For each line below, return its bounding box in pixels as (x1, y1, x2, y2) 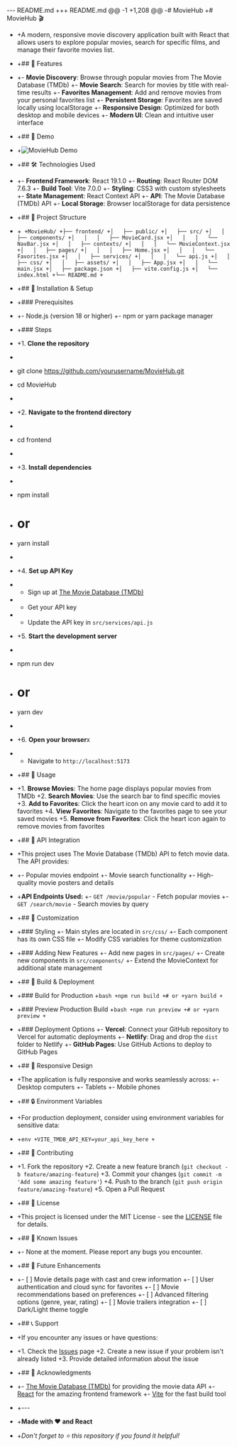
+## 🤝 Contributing (16, 1148, 74, 1157)
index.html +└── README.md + (16, 271, 104, 279)
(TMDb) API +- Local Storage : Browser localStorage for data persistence (16, 199, 231, 208)
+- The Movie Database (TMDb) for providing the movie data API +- (16, 1382, 216, 1390)
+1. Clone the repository (16, 339, 90, 348)
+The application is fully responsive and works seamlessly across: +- (16, 1075, 219, 1083)
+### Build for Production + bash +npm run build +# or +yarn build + (16, 991, 223, 999)
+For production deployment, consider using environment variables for (16, 1113, 224, 1121)
